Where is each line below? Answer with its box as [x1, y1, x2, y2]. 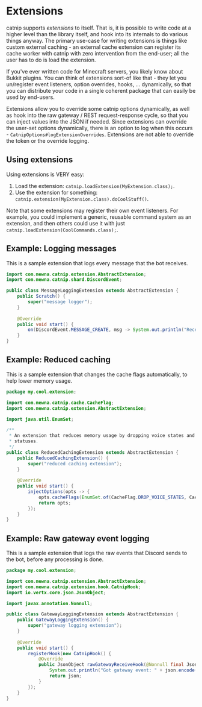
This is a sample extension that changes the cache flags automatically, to [6, 371, 188, 378]
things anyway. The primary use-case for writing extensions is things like [6, 37, 188, 44]
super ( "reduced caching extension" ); [28, 460, 122, 467]
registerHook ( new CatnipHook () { [28, 650, 112, 656]
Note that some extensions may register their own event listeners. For [6, 207, 179, 214]
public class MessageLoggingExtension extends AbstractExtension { [6, 288, 179, 294]
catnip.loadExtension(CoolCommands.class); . [6, 226, 118, 233]
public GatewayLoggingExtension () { [17, 617, 109, 623]
